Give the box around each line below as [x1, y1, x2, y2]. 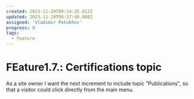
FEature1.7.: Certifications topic [6, 61, 162, 74]
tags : [6, 30, 19, 36]
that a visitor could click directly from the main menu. [6, 86, 134, 93]
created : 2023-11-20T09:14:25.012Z [6, 8, 93, 15]
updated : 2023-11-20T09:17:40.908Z [6, 14, 93, 20]
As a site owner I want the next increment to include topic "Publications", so [6, 80, 189, 87]
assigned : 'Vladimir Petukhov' [6, 19, 82, 25]
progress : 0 [6, 24, 35, 31]
